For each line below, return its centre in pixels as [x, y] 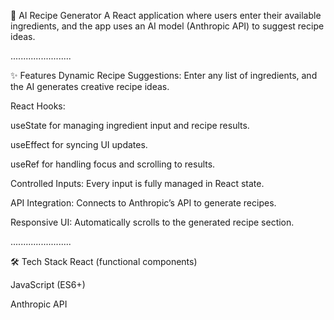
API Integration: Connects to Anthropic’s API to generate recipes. [143, 203]
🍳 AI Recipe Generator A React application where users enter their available [166, 15]
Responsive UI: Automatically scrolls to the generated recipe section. [152, 222]
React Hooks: [38, 106]
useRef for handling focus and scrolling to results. [113, 164]
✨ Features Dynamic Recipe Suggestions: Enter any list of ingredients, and [164, 75]
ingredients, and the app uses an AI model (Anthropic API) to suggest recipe [167, 26]
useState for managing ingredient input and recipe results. [130, 125]
